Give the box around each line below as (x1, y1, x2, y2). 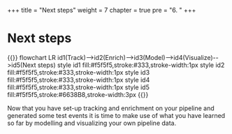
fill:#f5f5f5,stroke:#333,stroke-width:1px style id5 (7, 83, 150, 91)
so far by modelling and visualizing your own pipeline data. (7, 119, 177, 127)
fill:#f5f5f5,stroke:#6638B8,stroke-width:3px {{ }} (7, 90, 149, 98)
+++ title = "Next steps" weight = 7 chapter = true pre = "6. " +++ (7, 6, 196, 14)
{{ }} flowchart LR (7, 53, 56, 61)
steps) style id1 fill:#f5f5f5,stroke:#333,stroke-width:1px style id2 (37, 61, 225, 69)
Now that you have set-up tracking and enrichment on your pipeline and (7, 104, 215, 112)
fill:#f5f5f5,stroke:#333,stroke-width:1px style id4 (7, 75, 150, 84)
